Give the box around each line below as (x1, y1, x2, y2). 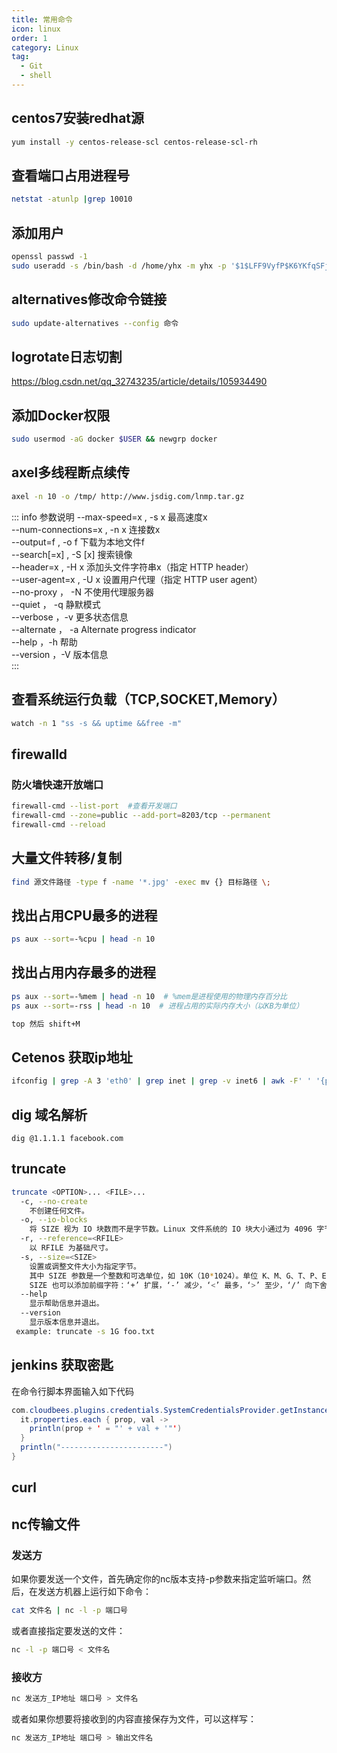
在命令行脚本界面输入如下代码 (11, 1385, 134, 1397)
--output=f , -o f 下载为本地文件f (11, 536, 145, 548)
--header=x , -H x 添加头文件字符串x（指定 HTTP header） (11, 561, 254, 573)
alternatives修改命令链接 (11, 291, 168, 308)
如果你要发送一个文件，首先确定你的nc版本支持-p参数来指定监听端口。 (11, 1572, 303, 1585)
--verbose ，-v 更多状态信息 (11, 611, 129, 623)
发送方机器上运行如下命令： (37, 1585, 152, 1597)
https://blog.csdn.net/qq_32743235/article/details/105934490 (11, 376, 268, 388)
